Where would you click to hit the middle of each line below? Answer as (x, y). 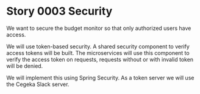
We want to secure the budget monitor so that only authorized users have (99, 28)
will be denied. (25, 66)
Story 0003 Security (59, 11)
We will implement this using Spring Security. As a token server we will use (100, 78)
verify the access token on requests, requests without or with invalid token (100, 59)
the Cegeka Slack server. (38, 84)
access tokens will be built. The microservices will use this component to (98, 52)
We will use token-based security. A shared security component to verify (98, 46)
